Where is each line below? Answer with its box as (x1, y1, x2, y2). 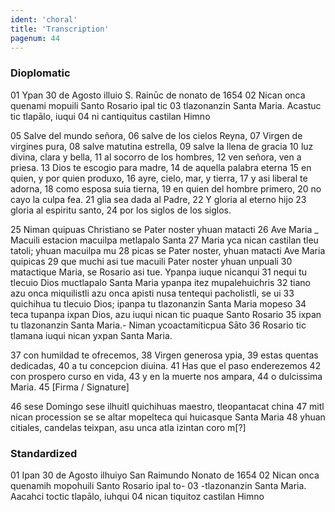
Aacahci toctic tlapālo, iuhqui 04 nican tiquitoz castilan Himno (10, 490, 265, 502)
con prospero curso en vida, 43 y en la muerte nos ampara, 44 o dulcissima (10, 370, 323, 382)
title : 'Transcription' (10, 24, 110, 34)
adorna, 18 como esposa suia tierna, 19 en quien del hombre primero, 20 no (10, 182, 322, 195)
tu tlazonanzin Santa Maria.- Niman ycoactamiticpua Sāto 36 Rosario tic (10, 319, 307, 331)
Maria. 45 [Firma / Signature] (10, 381, 130, 393)
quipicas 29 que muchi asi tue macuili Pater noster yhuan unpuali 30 (10, 255, 293, 267)
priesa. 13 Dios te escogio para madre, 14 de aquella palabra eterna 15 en (10, 161, 312, 173)
